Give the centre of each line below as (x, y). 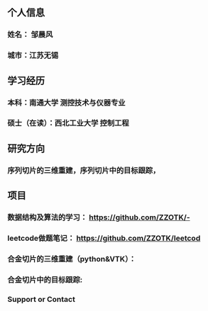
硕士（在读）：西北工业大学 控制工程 (68, 123)
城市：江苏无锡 (33, 55)
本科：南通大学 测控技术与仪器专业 (66, 103)
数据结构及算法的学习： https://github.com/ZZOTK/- (99, 217)
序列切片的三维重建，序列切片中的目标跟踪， (84, 170)
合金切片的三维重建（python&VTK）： (72, 259)
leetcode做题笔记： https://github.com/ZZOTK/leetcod (104, 238)
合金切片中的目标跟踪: (45, 280)
